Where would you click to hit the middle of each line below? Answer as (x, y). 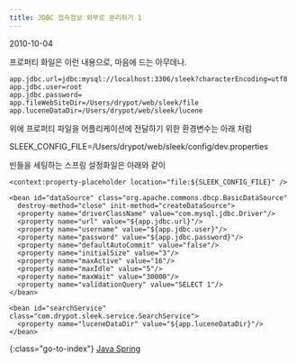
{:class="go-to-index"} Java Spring (75, 349)
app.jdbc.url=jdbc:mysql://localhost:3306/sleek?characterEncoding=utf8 (148, 79)
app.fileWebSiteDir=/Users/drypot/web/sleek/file (104, 103)
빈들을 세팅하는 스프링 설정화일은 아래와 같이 (88, 165)
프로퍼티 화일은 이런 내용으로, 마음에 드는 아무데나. (98, 62)
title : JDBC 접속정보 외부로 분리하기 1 (76, 18)
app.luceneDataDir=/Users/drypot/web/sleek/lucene (106, 110)
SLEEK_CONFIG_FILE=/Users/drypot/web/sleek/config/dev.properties (139, 146)
